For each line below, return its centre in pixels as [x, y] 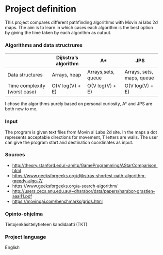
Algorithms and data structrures [44, 45]
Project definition [41, 9]
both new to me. [21, 109]
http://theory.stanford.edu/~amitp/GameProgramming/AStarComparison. [85, 165]
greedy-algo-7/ [27, 180]
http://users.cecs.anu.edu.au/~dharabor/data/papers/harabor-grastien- [83, 191]
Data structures [25, 75]
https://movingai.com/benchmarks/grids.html [57, 201]
